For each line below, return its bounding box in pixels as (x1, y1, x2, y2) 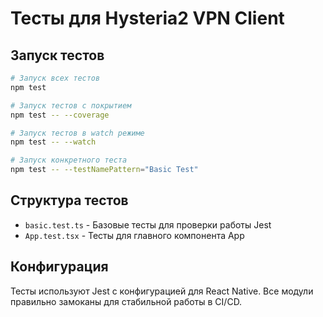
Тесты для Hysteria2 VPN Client (10, 7, 285, 30)
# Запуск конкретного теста (10, 155, 128, 166)
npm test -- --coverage (10, 110, 110, 120)
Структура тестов (10, 192, 129, 209)
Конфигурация (10, 258, 109, 276)
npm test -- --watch (10, 137, 97, 147)
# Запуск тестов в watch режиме (10, 128, 145, 138)
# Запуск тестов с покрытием (10, 100, 132, 111)
